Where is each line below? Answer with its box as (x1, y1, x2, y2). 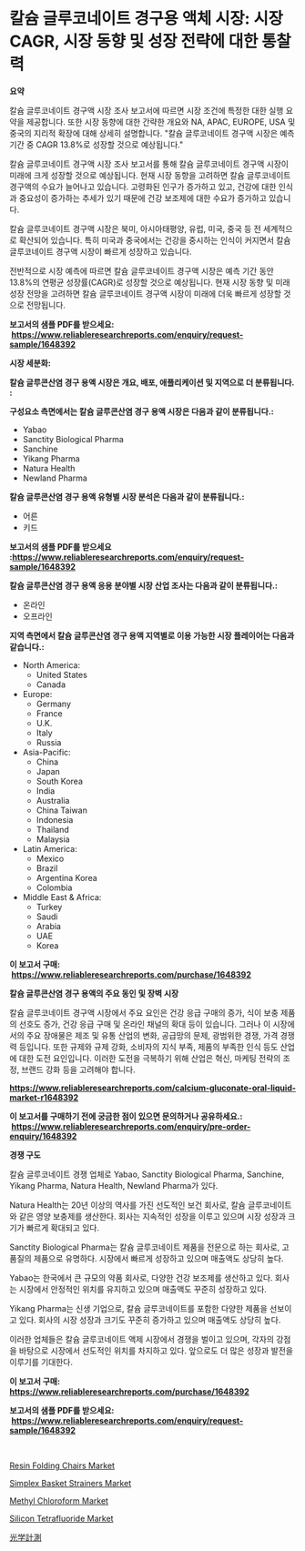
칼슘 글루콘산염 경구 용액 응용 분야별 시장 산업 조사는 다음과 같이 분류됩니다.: (9, 580, 278, 591)
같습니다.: (9, 641, 45, 652)
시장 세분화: (9, 357, 52, 369)
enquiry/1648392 (9, 1130, 77, 1141)
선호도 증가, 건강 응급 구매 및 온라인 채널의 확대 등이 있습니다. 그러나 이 (18, 1019, 271, 1029)
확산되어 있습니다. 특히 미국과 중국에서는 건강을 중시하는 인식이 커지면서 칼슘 (18, 234, 291, 246)
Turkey (36, 901, 63, 912)
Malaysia (36, 834, 70, 845)
